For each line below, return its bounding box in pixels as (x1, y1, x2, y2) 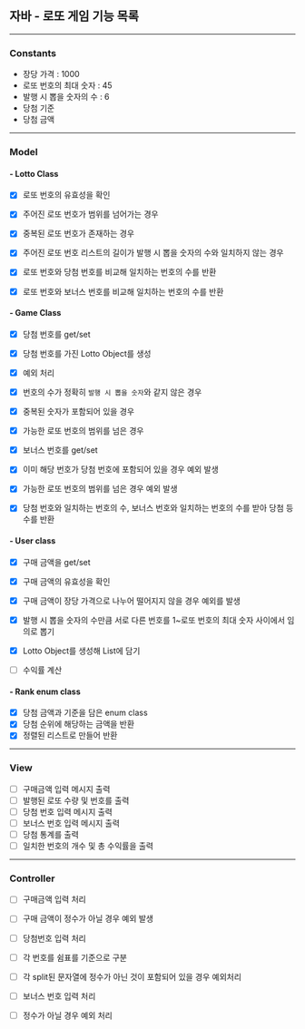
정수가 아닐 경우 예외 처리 (22, 1010, 113, 1021)
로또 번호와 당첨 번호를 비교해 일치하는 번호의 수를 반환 (22, 267, 217, 278)
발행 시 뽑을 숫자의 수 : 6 (22, 92, 111, 103)
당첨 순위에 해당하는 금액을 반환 (22, 719, 134, 730)
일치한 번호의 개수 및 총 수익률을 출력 (22, 840, 154, 851)
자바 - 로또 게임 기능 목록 (9, 8, 139, 24)
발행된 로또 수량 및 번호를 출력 (22, 795, 130, 806)
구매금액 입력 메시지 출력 (22, 783, 111, 794)
